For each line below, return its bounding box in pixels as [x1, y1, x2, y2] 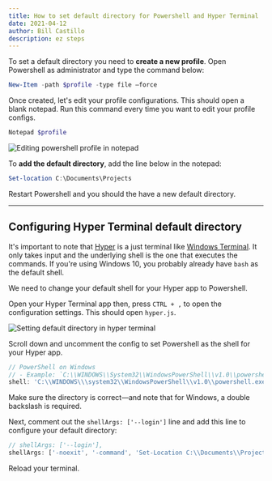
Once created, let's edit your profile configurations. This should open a [8, 96, 244, 105]
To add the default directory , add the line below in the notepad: [8, 159, 222, 168]
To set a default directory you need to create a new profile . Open [8, 57, 227, 66]
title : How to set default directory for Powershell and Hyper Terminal [8, 11, 259, 20]
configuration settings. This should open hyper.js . [8, 307, 176, 317]
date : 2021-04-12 [8, 19, 67, 28]
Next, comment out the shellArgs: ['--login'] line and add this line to [8, 417, 246, 427]
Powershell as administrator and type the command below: [8, 66, 205, 75]
